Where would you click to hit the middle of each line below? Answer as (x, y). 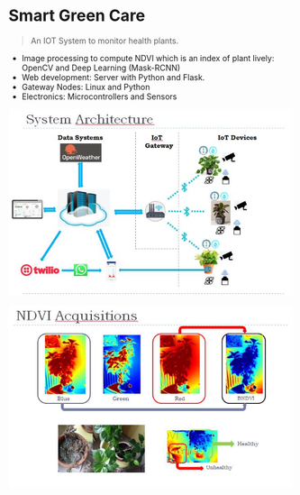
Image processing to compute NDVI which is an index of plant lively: (148, 58)
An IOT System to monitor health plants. (105, 41)
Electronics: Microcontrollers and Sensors (99, 96)
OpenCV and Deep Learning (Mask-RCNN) (101, 68)
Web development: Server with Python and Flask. (113, 77)
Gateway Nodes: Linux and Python (86, 87)
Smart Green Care (77, 16)
